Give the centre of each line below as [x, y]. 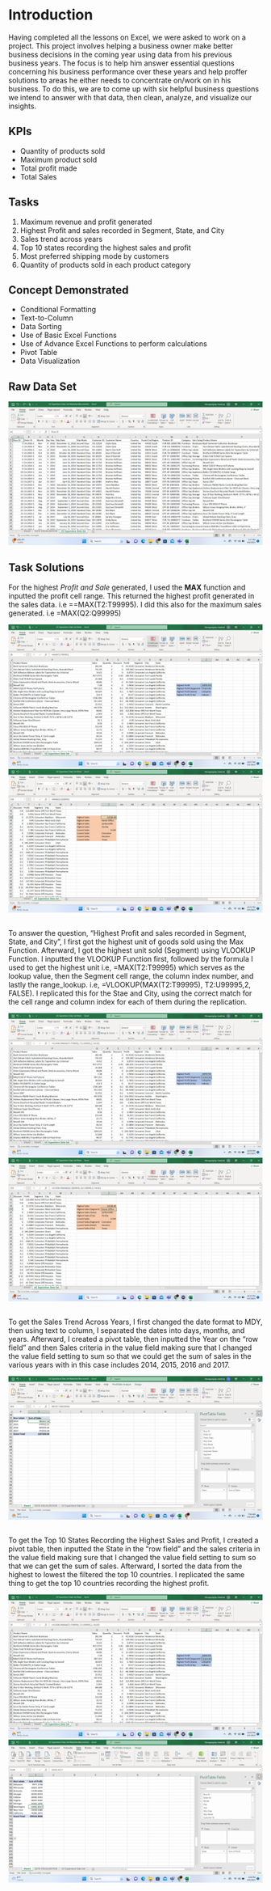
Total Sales [38, 176]
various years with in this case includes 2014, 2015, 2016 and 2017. [119, 1365]
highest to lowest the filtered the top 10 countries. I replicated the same [127, 1575]
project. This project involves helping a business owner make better [121, 45]
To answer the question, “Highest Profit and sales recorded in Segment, [127, 933]
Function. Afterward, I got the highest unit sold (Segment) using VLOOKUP [132, 950]
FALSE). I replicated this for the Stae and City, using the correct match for [130, 993]
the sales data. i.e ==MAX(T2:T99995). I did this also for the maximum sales [135, 604]
